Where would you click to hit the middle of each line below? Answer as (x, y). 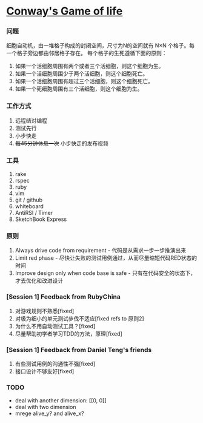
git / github (28, 200)
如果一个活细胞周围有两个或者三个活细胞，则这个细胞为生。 (89, 66)
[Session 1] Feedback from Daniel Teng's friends (79, 350)
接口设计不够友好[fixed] (45, 371)
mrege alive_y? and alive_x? (49, 413)
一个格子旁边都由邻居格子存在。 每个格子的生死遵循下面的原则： (87, 53)
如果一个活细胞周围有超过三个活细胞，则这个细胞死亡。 (84, 81)
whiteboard (29, 206)
